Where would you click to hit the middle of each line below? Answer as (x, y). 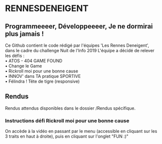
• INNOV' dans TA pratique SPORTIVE (43, 76)
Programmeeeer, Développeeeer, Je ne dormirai (79, 26)
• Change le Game (24, 66)
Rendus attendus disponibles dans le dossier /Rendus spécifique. (70, 108)
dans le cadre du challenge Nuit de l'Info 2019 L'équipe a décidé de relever (80, 50)
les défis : (15, 56)
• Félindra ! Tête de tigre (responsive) (42, 81)
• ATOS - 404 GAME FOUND (34, 61)
